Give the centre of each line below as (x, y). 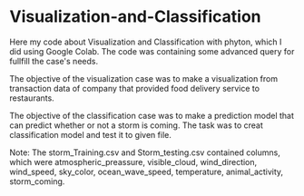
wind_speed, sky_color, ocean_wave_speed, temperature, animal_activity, (147, 171)
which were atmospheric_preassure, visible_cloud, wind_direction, (133, 162)
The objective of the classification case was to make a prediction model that (152, 115)
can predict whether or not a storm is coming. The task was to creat (136, 125)
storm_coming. (37, 181)
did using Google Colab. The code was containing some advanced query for (152, 51)
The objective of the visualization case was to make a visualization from (144, 78)
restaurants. (32, 98)
